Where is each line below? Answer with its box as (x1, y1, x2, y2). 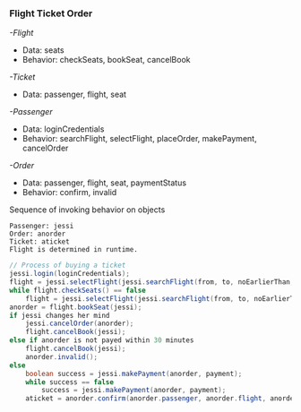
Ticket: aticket (9, 237, 70, 246)
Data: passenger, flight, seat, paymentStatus (21, 177, 186, 188)
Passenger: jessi (9, 222, 74, 231)
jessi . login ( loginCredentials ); (9, 270, 130, 279)
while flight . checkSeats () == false (9, 286, 146, 295)
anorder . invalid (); (25, 352, 99, 361)
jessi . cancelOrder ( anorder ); (25, 319, 134, 329)
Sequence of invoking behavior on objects (9, 204, 166, 215)
